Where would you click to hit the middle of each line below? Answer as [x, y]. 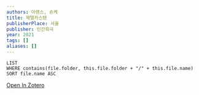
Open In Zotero [25, 85]
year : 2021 [20, 35]
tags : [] [18, 40]
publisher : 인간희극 [30, 29]
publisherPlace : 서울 [33, 23]
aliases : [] [21, 47]
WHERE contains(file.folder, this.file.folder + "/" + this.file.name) [100, 68]
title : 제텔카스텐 [27, 18]
